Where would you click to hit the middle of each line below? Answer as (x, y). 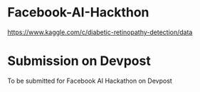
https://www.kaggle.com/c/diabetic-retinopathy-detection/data (100, 32)
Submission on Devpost (79, 61)
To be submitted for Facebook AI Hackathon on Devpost (90, 81)
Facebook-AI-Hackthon (78, 12)
